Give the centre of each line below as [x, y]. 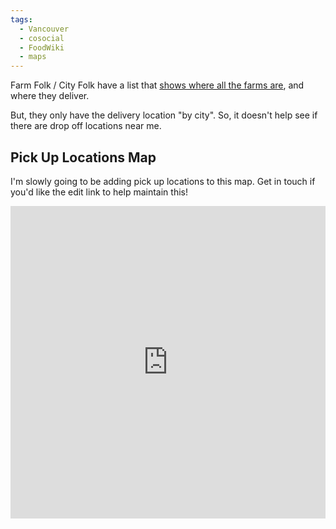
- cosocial [42, 38]
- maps [33, 57]
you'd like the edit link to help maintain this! [99, 192]
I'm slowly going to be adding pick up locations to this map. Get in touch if [163, 181]
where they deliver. [50, 96]
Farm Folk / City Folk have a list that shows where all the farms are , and [157, 85]
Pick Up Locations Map [83, 157]
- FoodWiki [42, 47]
